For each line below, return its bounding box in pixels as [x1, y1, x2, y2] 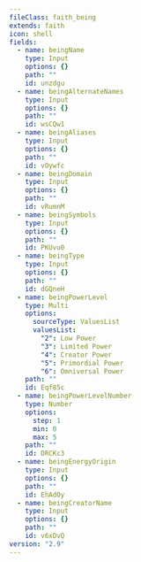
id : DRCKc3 [25, 449, 65, 458]
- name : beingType [17, 251, 85, 261]
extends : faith [9, 21, 65, 30]
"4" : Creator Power [41, 350, 113, 359]
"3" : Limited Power [41, 342, 113, 350]
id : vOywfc [25, 161, 65, 170]
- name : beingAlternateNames [17, 87, 124, 96]
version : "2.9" [9, 539, 65, 549]
